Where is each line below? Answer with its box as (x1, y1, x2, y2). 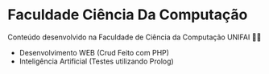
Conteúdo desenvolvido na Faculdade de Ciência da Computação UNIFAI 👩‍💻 (7, 32, 262, 42)
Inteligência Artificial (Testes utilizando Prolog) (19, 56, 174, 66)
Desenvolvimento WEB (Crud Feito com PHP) (19, 47, 170, 57)
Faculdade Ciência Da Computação (7, 6, 248, 24)
